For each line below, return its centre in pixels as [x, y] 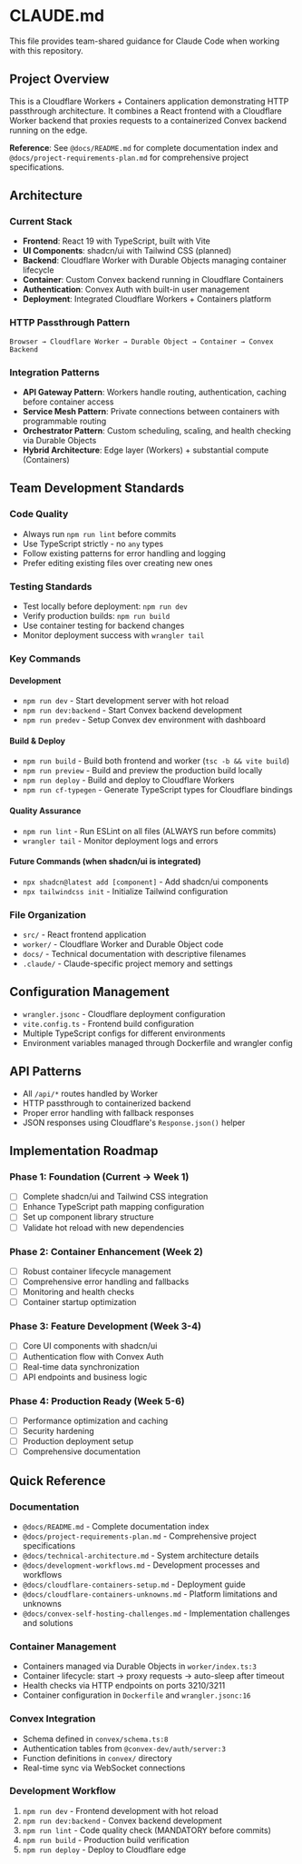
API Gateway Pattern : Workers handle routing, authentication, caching [155, 393]
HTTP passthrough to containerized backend [107, 1103]
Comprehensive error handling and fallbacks [106, 1281]
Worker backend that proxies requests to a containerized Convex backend [148, 120]
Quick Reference [58, 1481]
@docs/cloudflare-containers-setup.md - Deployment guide [134, 1584]
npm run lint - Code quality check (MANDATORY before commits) [147, 1830]
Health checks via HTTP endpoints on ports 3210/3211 [124, 1686]
